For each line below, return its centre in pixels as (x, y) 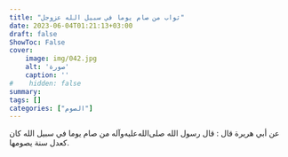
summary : (25, 91)
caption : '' (47, 75)
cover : (21, 51)
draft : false (33, 34)
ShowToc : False (37, 42)
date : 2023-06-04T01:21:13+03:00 (71, 26)
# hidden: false (45, 83)
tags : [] (25, 100)
